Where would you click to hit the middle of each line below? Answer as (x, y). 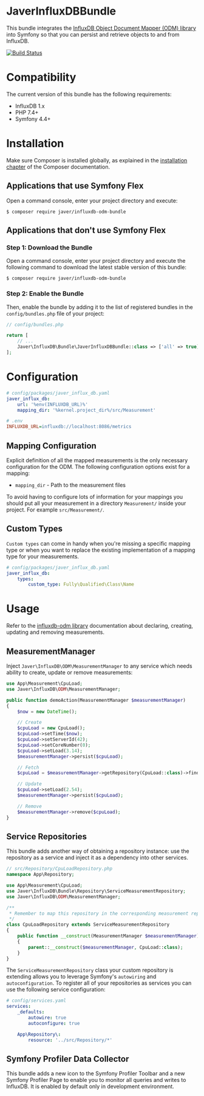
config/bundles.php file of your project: (56, 313)
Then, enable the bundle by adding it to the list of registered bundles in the (100, 307)
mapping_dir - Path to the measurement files (70, 485)
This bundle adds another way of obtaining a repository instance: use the (98, 851)
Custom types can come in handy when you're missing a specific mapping (98, 543)
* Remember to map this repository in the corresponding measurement (99, 914)
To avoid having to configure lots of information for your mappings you (95, 496)
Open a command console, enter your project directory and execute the (96, 261)
